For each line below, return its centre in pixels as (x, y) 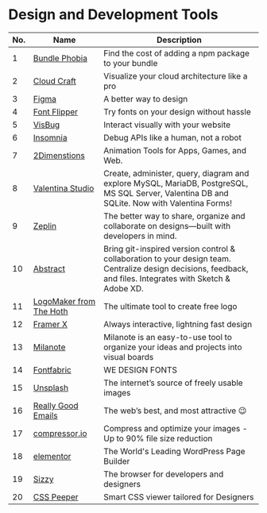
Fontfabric (52, 369)
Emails (45, 415)
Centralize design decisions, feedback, (176, 268)
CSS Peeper (56, 496)
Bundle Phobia (60, 58)
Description (179, 40)
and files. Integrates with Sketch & (166, 278)
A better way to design (145, 98)
